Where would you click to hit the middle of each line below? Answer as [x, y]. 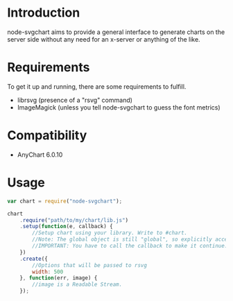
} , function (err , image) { [59, 278]
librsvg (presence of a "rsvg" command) [75, 100]
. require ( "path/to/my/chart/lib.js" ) [74, 220]
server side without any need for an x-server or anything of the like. [104, 39]
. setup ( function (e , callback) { [66, 227]
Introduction [44, 13]
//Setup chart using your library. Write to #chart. [110, 233]
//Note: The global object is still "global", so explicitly [122, 240]
